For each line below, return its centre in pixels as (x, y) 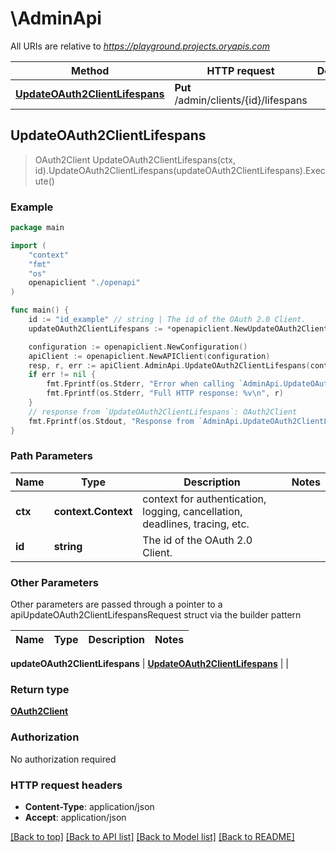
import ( (28, 245)
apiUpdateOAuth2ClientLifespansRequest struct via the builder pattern (156, 615)
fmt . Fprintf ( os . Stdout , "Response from (111, 421)
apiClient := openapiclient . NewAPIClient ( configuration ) (149, 356)
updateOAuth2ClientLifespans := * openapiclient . (131, 328)
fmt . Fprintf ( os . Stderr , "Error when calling (140, 384)
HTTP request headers (66, 785)
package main (37, 228)
